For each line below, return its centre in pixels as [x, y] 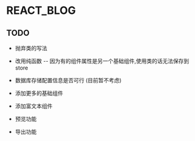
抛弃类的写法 [31, 48]
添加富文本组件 [34, 106]
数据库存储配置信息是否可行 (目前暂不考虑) [68, 80]
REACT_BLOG [41, 11]
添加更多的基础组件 [39, 93]
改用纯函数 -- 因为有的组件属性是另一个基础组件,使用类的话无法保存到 [102, 61]
